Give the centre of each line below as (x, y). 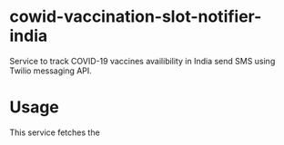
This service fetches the (55, 132)
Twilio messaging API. (51, 71)
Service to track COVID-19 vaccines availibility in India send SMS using (142, 61)
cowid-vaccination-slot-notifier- (136, 17)
